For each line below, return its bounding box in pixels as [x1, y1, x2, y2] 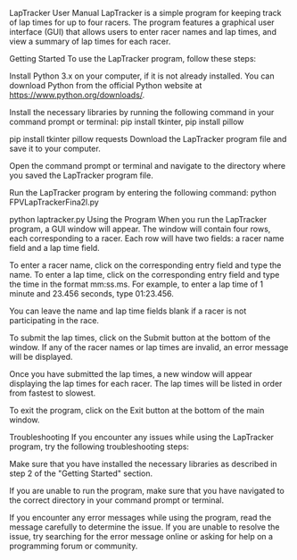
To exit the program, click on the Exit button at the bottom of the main [9, 405, 265, 415]
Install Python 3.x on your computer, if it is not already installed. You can [9, 71, 275, 81]
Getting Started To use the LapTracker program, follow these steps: [9, 54, 257, 63]
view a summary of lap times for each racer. [9, 36, 171, 46]
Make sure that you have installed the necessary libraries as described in [9, 459, 278, 469]
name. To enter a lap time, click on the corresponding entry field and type [9, 270, 280, 280]
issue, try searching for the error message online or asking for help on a [9, 531, 274, 541]
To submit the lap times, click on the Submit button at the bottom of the [9, 332, 271, 343]
